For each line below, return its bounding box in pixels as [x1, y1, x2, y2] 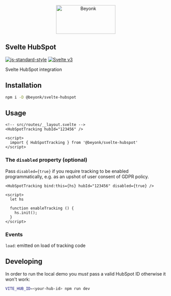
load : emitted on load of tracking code [5, 242, 86, 249]
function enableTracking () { [10, 206, 74, 211]
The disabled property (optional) [5, 156, 88, 163]
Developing [5, 257, 42, 266]
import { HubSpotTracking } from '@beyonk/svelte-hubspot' [10, 140, 138, 145]
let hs [10, 196, 24, 202]
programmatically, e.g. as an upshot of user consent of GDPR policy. [5, 174, 149, 180]
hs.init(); [14, 210, 38, 215]
